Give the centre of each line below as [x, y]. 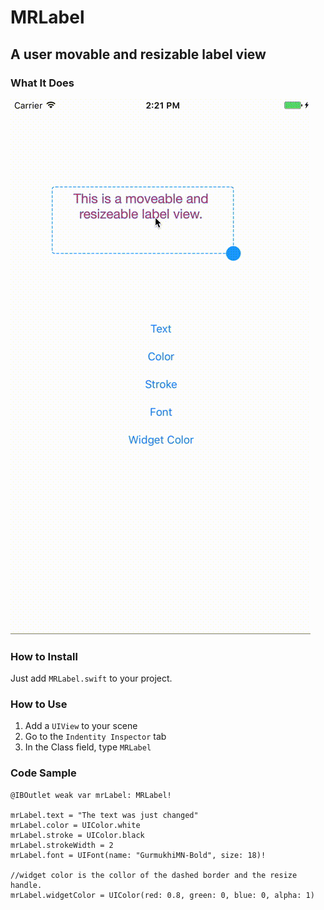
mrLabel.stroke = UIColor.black [77, 835]
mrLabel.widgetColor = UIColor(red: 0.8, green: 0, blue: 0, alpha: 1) [162, 895]
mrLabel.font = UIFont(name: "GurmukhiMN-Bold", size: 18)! [138, 855]
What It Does [42, 83]
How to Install [44, 656]
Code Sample [43, 773]
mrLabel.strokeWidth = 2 [62, 845]
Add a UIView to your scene [81, 726]
